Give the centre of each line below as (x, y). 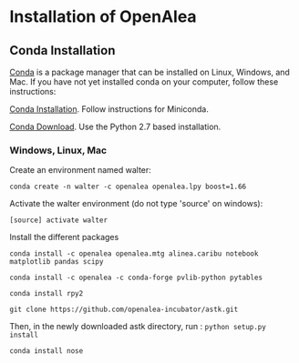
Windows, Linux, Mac (58, 150)
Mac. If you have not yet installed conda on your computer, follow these (144, 82)
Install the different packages (64, 237)
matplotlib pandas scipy (57, 262)
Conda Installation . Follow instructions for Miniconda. (109, 109)
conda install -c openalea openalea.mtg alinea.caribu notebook (134, 254)
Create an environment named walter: (81, 170)
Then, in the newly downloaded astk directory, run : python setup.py (138, 327)
